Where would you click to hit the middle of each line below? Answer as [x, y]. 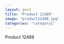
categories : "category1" [30, 23]
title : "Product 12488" [29, 14]
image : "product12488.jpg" [32, 19]
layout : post [18, 10]
